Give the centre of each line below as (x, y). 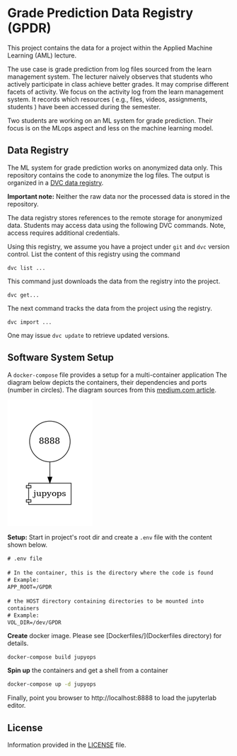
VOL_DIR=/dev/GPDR (34, 623)
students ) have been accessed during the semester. (84, 106)
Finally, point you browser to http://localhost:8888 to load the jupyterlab (112, 698)
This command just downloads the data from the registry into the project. (114, 281)
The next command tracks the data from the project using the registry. (110, 308)
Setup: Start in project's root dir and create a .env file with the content (110, 537)
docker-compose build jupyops (52, 657)
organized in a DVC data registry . (56, 182)
